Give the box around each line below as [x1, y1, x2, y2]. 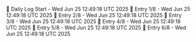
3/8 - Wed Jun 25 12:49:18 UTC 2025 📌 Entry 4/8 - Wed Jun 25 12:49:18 [6, 18, 181, 24]
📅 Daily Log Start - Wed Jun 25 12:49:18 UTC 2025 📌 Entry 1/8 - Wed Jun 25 [6, 6, 191, 12]
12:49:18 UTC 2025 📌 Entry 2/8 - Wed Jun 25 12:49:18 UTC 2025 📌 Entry [6, 12, 182, 19]
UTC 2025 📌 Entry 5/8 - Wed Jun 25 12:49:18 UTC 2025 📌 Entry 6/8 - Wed [6, 24, 187, 31]
